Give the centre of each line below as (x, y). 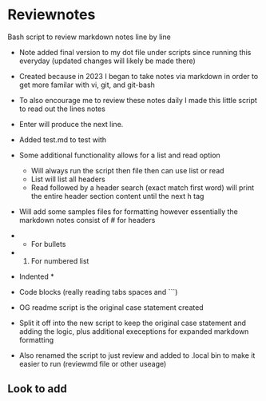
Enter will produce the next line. (71, 124)
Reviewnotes (52, 15)
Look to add (37, 389)
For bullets (48, 244)
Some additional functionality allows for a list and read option (119, 155)
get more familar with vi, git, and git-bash (87, 85)
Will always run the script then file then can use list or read (127, 170)
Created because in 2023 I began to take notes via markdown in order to (139, 76)
